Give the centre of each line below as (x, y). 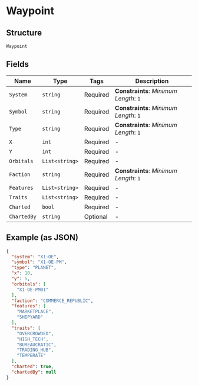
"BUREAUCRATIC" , (37, 345)
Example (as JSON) (42, 238)
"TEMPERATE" (31, 356)
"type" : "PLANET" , (34, 268)
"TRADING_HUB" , (35, 350)
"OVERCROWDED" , (35, 333)
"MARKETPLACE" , (35, 312)
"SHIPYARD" (30, 317)
